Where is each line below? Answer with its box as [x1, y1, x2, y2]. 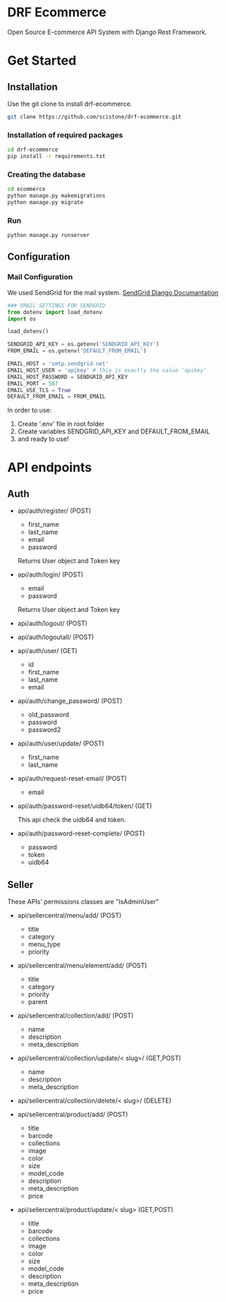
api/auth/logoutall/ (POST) [17, 633, 94, 642]
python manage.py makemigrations [7, 192, 106, 199]
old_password [28, 711, 69, 719]
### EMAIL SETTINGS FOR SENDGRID [7, 302, 106, 309]
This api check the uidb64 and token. [17, 816, 126, 824]
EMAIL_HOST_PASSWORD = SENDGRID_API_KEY [7, 373, 129, 380]
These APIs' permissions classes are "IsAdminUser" [7, 898, 159, 906]
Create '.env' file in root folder [17, 420, 105, 428]
